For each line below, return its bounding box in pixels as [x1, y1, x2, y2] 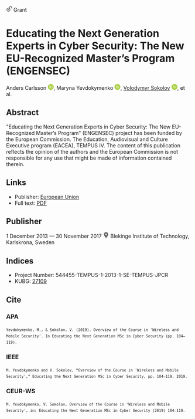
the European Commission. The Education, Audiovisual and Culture [6, 136, 168, 143]
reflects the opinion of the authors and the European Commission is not [6, 148, 179, 155]
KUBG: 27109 [14, 278, 47, 285]
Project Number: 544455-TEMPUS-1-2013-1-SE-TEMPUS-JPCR [14, 272, 169, 279]
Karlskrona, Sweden [6, 239, 55, 246]
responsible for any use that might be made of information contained [6, 154, 172, 161]
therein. [6, 160, 25, 167]
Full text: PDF [14, 200, 47, 207]
